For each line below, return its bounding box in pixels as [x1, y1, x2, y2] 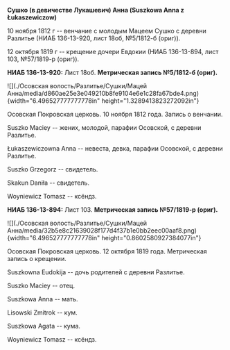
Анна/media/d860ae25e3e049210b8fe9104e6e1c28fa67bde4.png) [7, 90, 200, 97]
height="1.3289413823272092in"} [101, 97, 200, 105]
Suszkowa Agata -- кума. [7, 322, 81, 330]
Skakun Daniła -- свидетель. [7, 178, 90, 187]
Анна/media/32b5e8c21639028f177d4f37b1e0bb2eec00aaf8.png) [7, 226, 197, 235]
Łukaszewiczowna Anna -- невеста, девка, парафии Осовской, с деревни [7, 144, 223, 152]
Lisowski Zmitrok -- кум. [7, 308, 78, 317]
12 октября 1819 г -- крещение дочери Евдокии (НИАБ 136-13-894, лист [7, 48, 219, 56]
